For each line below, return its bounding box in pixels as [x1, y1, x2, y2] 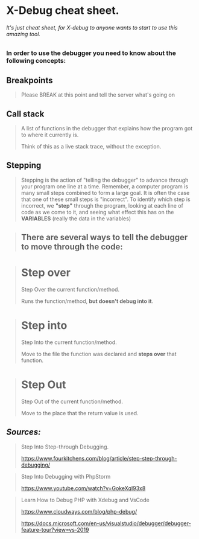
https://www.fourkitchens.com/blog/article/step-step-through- [21, 454, 177, 462]
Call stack [6, 109, 45, 119]
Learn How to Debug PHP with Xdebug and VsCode [21, 496, 150, 503]
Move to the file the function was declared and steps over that [21, 351, 177, 358]
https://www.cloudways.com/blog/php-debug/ [21, 508, 137, 515]
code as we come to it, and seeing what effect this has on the [21, 208, 174, 215]
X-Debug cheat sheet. [6, 4, 119, 18]
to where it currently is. [21, 131, 79, 139]
